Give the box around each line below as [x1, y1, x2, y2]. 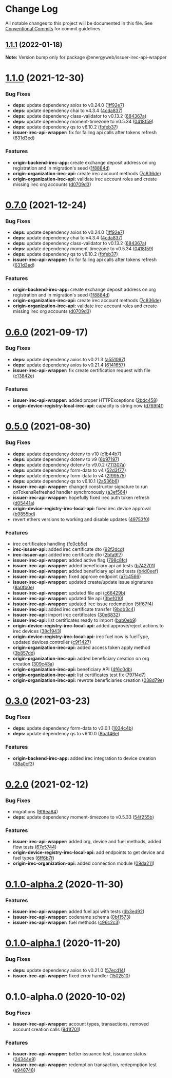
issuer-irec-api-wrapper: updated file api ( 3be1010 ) [12, 595, 124, 601]
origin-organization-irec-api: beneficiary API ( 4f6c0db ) [12, 666, 132, 672]
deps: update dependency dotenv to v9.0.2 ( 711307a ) [12, 461, 126, 468]
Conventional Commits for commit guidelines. [5, 25, 102, 31]
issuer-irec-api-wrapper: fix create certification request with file [12, 367, 151, 373]
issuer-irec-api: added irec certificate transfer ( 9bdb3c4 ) [12, 606, 136, 612]
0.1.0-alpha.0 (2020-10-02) [5, 991, 126, 1002]
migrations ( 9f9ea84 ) [12, 809, 58, 815]
